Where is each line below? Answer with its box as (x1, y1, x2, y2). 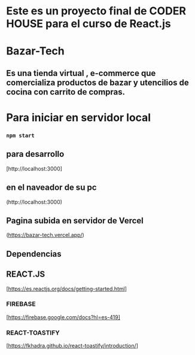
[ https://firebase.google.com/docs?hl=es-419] (6, 313, 121, 321)
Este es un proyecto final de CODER (6, 4, 187, 18)
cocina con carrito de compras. (6, 87, 126, 97)
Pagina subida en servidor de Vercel (6, 216, 144, 226)
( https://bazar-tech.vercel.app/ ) (6, 232, 85, 239)
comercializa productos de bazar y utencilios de (6, 77, 190, 87)
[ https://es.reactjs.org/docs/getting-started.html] (6, 285, 127, 292)
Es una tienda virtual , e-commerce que (6, 68, 156, 78)
